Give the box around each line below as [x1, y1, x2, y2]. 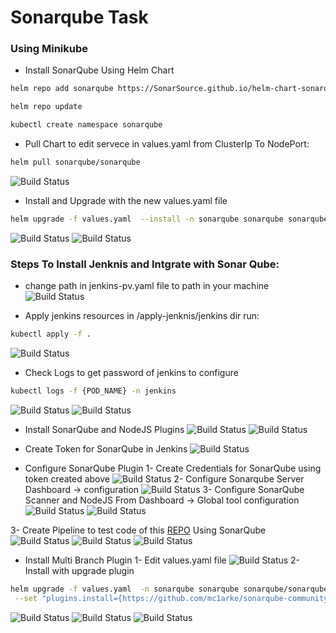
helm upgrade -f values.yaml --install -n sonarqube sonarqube [10, 214, 284, 224]
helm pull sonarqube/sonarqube [10, 157, 141, 168]
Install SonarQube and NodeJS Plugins [24, 423, 185, 435]
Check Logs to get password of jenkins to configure [24, 367, 239, 379]
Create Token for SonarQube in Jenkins [24, 442, 188, 455]
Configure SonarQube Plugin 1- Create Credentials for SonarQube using [24, 462, 322, 474]
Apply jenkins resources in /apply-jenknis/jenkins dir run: [24, 310, 260, 322]
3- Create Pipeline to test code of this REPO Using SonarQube [10, 524, 267, 536]
